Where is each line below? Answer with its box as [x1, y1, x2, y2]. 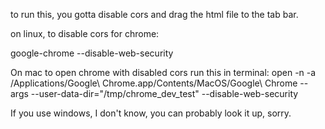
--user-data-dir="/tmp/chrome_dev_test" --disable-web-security [30, 88, 299, 99]
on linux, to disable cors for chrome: [10, 28, 160, 39]
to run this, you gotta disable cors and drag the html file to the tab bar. [10, 9, 299, 20]
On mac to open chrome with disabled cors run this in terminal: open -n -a [10, 67, 317, 78]
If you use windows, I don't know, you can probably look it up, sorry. [10, 107, 292, 119]
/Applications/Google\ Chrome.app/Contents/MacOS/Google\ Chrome [10, 77, 298, 89]
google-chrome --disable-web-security [10, 47, 174, 59]
